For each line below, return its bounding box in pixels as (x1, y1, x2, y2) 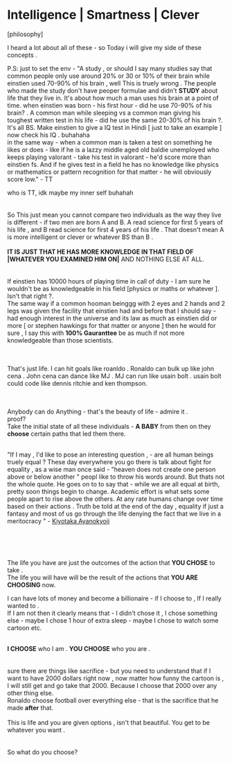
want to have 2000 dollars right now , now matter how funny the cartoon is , (7, 674, 224, 682)
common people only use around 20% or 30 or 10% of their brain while (7, 72, 210, 80)
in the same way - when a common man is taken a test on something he (7, 138, 213, 146)
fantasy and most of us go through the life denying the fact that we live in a (7, 509, 222, 518)
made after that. (7, 703, 54, 712)
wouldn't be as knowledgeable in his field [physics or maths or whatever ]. (7, 284, 220, 293)
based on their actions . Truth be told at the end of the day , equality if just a (7, 502, 224, 510)
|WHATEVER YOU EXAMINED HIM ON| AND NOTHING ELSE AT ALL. (7, 254, 204, 263)
